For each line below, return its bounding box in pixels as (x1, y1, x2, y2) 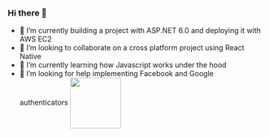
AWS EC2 (19, 34, 52, 44)
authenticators (19, 97, 68, 108)
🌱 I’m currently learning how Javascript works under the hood (19, 60, 227, 70)
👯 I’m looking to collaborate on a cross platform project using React (19, 43, 245, 53)
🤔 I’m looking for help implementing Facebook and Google (19, 69, 215, 79)
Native (19, 52, 41, 62)
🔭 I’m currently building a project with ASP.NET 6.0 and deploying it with (19, 26, 262, 36)
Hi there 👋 (7, 7, 48, 19)
